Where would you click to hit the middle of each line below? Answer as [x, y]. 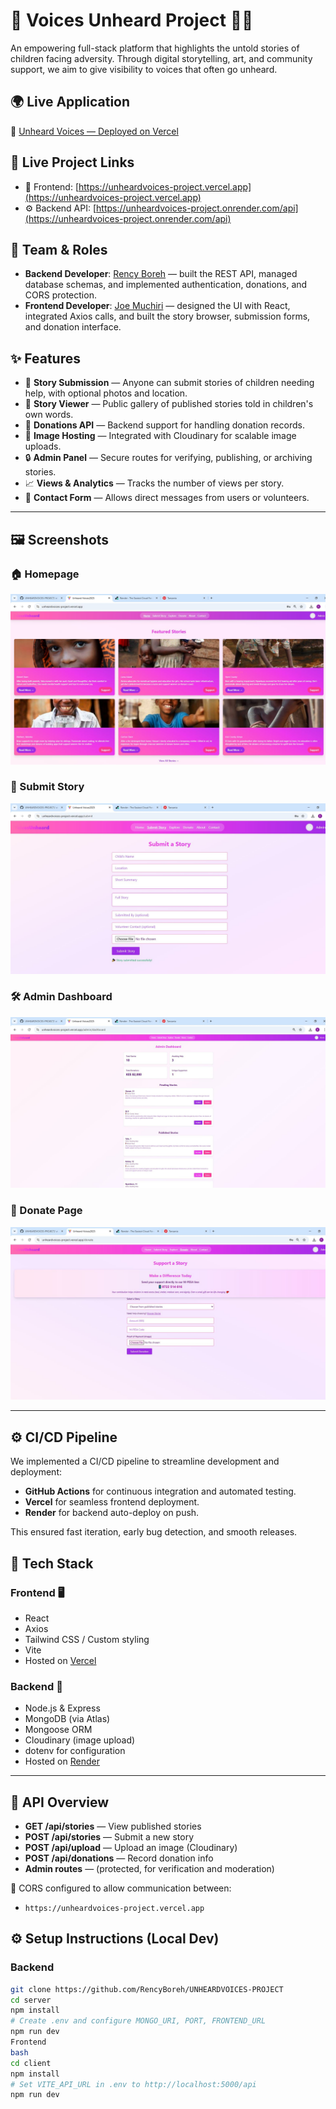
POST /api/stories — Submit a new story [109, 1836]
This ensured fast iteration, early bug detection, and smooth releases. [154, 1532]
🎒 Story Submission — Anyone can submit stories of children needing [169, 383]
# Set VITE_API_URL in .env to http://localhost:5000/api [133, 2084]
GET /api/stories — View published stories [113, 1826]
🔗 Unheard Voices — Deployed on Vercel [94, 131]
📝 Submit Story [47, 787]
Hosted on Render [62, 1761]
